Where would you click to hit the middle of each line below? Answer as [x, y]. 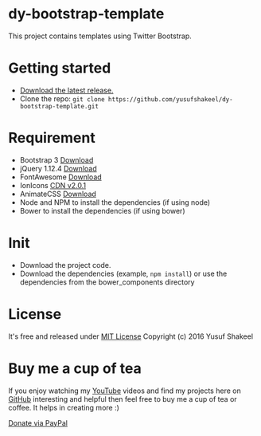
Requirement [52, 138]
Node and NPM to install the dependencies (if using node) [115, 202]
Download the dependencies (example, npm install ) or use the [123, 273]
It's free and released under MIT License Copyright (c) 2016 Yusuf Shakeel [130, 336]
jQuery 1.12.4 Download [58, 168]
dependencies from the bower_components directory [107, 282]
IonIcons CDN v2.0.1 [53, 185]
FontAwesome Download [60, 177]
